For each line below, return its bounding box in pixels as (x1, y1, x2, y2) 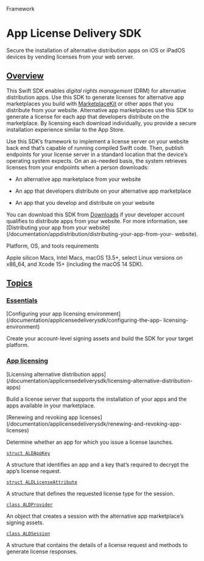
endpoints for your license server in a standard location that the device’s (6, 151, 188, 158)
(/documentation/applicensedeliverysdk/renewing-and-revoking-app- (6, 420, 182, 427)
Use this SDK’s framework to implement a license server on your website (6, 137, 189, 145)
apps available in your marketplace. (6, 402, 96, 409)
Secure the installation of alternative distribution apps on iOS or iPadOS (6, 46, 186, 54)
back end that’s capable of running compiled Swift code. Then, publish (6, 144, 184, 151)
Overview (6, 71, 44, 81)
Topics (6, 278, 33, 288)
